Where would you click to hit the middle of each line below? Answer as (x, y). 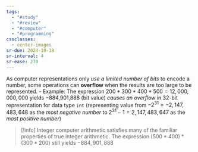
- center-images (32, 45)
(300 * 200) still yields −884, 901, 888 (67, 142)
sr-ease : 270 (22, 61)
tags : (13, 12)
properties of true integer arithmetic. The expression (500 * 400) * (102, 136)
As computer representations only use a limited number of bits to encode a (98, 79)
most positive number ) (34, 118)
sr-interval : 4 (25, 56)
